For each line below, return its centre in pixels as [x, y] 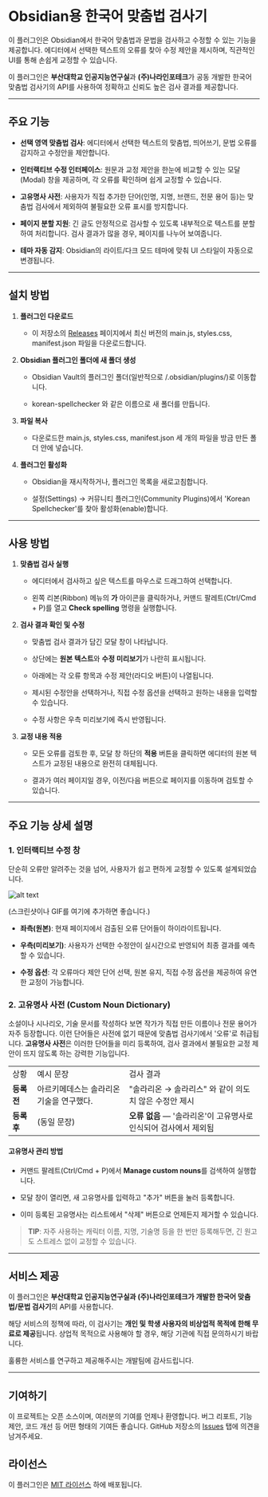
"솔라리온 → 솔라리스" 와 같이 [181, 1089]
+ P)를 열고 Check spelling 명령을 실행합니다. [104, 608]
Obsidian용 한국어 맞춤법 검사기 [108, 16]
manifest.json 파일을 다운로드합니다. [89, 343]
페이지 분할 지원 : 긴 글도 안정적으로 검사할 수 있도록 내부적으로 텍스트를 [130, 223]
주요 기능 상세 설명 [51, 825]
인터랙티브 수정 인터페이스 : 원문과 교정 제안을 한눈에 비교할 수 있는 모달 [130, 169]
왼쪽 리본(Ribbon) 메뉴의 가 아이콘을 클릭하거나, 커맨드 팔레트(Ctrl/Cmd [144, 598]
